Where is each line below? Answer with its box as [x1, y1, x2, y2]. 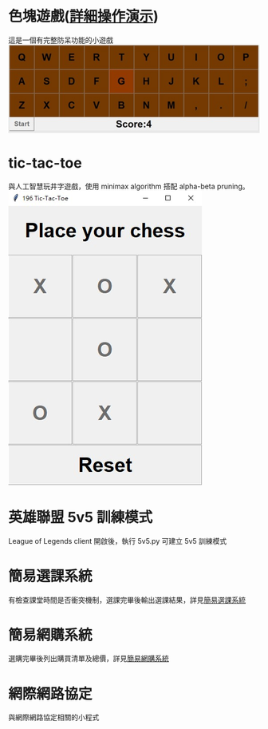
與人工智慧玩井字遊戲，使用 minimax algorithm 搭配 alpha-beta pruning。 [8, 181, 250, 191]
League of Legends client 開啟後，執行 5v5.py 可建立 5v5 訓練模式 [8, 536, 227, 545]
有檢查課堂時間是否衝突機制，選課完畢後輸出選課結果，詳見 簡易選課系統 [8, 595, 246, 604]
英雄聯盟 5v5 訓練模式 [8, 508, 153, 526]
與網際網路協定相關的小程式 [8, 712, 100, 723]
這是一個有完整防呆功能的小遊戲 [8, 35, 113, 45]
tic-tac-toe [8, 153, 82, 172]
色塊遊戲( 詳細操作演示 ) [8, 7, 160, 26]
